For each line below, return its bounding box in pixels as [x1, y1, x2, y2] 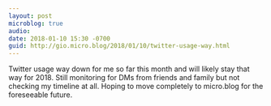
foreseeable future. [8, 90, 73, 100]
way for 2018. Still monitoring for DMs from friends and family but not [8, 73, 240, 83]
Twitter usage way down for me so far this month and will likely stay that [8, 64, 250, 74]
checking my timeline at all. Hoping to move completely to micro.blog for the [8, 82, 264, 91]
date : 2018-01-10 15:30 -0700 [8, 34, 111, 43]
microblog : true [8, 19, 63, 28]
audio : [8, 27, 31, 35]
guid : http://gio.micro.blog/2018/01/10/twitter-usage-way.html [8, 42, 230, 50]
